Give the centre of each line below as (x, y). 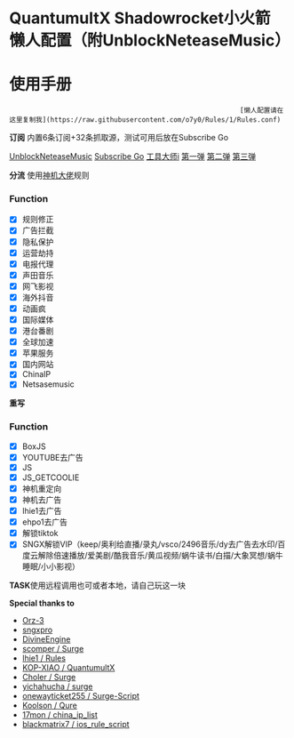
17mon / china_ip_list (60, 715)
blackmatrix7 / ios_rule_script (76, 725)
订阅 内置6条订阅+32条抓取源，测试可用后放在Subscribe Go (119, 138)
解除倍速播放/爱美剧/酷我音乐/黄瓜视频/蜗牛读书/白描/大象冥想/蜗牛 (161, 556)
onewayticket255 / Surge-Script (81, 696)
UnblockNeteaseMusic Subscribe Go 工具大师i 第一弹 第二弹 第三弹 (132, 156)
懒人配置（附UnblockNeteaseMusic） (150, 40)
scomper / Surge (53, 649)
